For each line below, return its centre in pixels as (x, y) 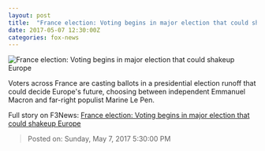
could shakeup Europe (45, 123)
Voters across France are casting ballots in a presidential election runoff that (132, 83)
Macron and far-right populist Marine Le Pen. (82, 100)
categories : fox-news (44, 37)
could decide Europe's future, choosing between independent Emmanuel (127, 92)
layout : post (30, 15)
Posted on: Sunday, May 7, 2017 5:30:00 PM (99, 139)
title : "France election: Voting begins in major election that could (128, 23)
